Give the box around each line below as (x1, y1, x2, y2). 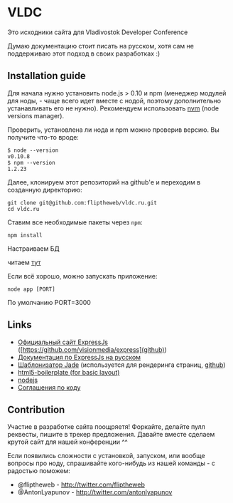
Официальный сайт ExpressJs (17, 338, 109, 346)
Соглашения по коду (17, 383, 81, 392)
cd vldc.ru (7, 205, 40, 212)
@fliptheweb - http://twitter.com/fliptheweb (17, 480, 146, 489)
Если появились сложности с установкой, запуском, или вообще (7, 452, 205, 460)
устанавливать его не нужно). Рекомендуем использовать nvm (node (7, 104, 219, 113)
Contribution (7, 403, 65, 415)
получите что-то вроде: (7, 133, 80, 141)
